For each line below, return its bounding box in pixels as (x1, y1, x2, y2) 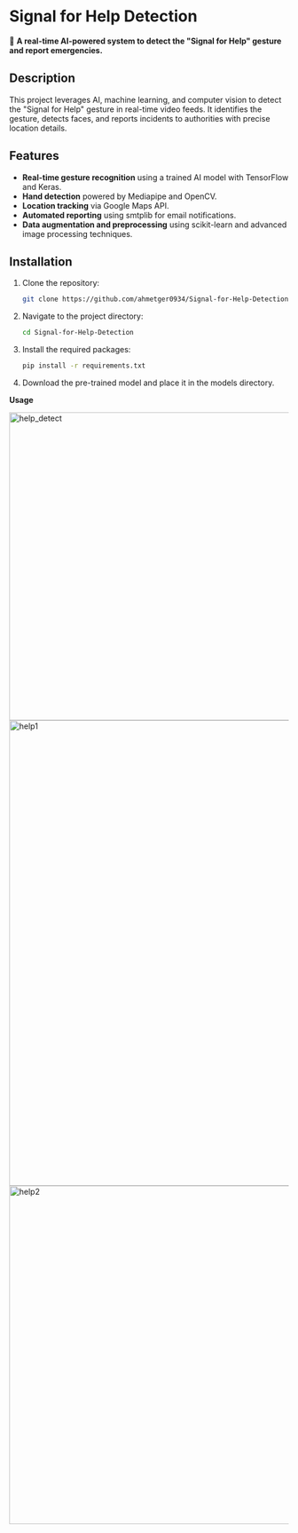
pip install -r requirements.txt (21, 361, 146, 370)
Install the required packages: (21, 344, 131, 355)
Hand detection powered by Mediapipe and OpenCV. (21, 191, 217, 202)
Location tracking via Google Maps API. (21, 200, 169, 210)
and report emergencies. (9, 44, 104, 55)
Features (9, 148, 59, 163)
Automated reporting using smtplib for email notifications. (21, 209, 237, 220)
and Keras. (21, 181, 62, 192)
